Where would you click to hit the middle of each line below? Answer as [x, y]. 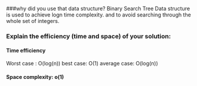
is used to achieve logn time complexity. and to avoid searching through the [99, 15]
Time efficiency [26, 50]
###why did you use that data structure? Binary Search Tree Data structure [98, 9]
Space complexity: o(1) [35, 77]
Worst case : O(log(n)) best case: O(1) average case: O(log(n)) [82, 64]
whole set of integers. [33, 21]
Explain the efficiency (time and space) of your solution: [88, 36]
